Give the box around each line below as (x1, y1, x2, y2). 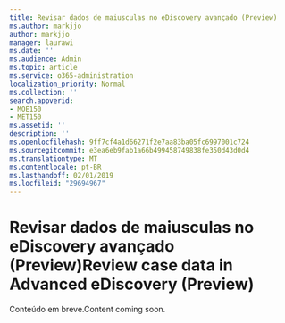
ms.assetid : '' (9, 121, 66, 130)
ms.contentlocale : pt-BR (9, 162, 102, 171)
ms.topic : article (9, 63, 78, 72)
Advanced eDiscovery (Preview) (9, 274, 255, 294)
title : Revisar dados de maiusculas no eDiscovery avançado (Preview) (9, 12, 278, 22)
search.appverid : (9, 95, 74, 105)
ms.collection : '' (9, 87, 78, 96)
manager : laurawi (9, 37, 74, 47)
